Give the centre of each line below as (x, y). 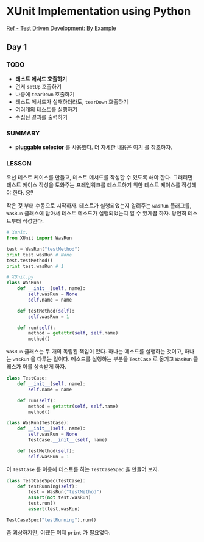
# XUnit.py (20, 277)
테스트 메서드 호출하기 (41, 79)
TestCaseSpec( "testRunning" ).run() (51, 520)
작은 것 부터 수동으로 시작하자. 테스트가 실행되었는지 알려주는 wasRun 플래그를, (99, 206)
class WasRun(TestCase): (38, 423)
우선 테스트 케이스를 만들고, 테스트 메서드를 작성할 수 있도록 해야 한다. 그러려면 (100, 178)
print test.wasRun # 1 (35, 266)
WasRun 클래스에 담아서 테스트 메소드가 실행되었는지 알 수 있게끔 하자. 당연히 (97, 213)
